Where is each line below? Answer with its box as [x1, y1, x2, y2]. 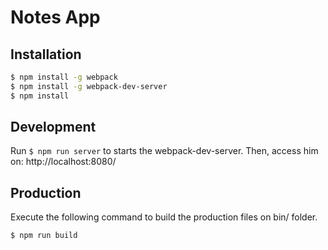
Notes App [10, 6, 101, 29]
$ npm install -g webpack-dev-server [10, 81, 168, 91]
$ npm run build [10, 231, 78, 241]
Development [10, 119, 97, 136]
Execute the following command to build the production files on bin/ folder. [10, 211, 318, 223]
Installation [10, 46, 82, 63]
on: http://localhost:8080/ [10, 156, 117, 168]
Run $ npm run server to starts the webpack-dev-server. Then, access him [10, 145, 319, 157]
